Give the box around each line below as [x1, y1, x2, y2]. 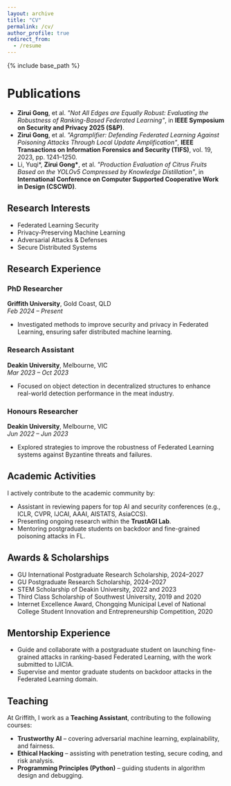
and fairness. [17, 742, 55, 750]
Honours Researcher [7, 407, 78, 416]
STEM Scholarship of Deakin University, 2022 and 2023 [17, 585, 177, 593]
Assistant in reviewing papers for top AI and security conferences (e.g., [17, 502, 221, 511]
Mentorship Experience [7, 627, 111, 639]
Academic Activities [7, 470, 96, 482]
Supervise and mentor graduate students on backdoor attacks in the [17, 667, 212, 676]
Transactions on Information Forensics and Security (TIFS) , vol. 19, [17, 145, 213, 153]
